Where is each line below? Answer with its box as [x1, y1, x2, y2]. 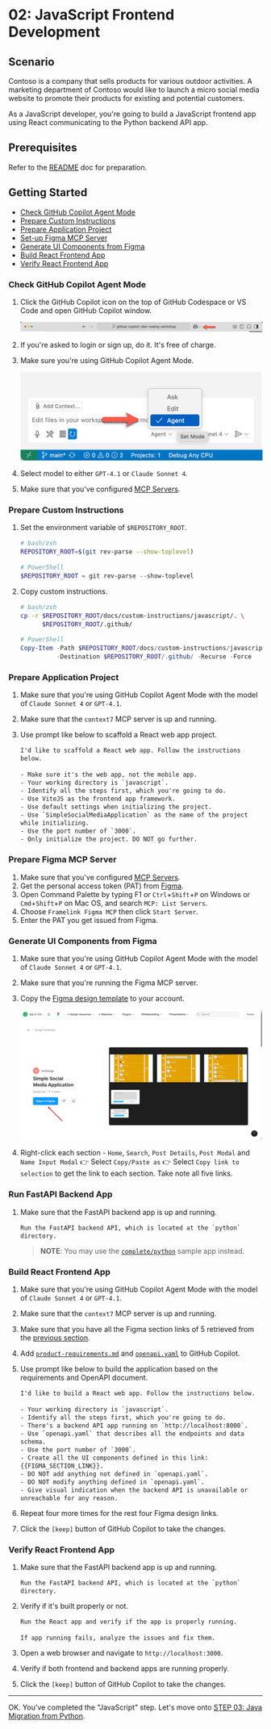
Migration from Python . [8, 1711, 85, 1721]
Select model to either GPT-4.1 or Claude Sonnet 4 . [19, 469, 188, 478]
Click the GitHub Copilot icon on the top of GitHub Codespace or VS [19, 297, 247, 307]
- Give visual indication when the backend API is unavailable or [19, 1486, 248, 1494]
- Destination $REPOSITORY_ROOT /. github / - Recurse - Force [56, 653, 252, 661]
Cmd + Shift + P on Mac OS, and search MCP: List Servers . [19, 898, 208, 908]
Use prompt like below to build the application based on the [19, 1364, 219, 1373]
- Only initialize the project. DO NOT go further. [19, 835, 198, 844]
